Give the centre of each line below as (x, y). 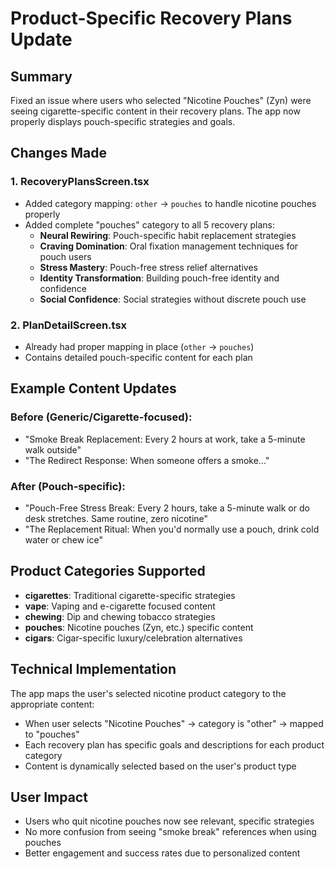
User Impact (49, 797)
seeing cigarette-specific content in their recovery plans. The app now (155, 111)
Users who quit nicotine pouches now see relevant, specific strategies (169, 821)
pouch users (65, 256)
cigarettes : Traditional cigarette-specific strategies (130, 595)
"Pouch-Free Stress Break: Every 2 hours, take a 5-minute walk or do (167, 508)
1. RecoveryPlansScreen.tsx (80, 182)
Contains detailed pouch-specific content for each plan (138, 357)
